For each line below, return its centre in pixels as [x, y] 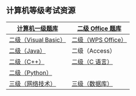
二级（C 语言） [92, 61]
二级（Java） [27, 50]
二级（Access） [93, 50]
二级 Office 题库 [99, 28]
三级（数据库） [92, 84]
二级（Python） [31, 73]
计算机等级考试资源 [41, 11]
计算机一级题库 [38, 28]
